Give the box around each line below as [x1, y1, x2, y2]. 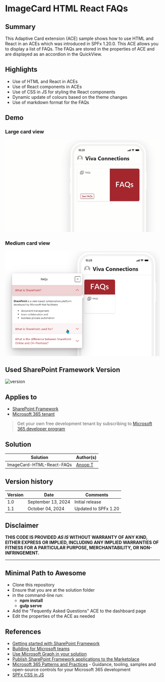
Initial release [74, 499, 102, 505]
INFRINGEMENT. [5, 550, 40, 556]
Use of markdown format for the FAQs [12, 99, 89, 105]
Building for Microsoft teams [12, 646, 70, 652]
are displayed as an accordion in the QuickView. [5, 51, 102, 57]
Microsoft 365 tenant [12, 411, 55, 417]
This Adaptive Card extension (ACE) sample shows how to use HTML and [5, 35, 154, 41]
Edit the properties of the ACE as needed [12, 613, 95, 619]
